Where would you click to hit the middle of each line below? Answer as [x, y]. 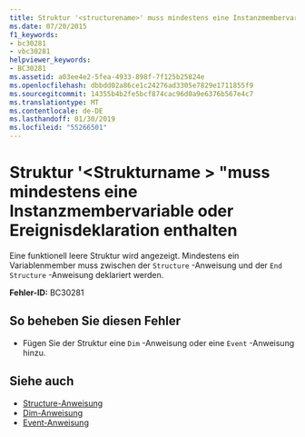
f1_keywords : [34, 35]
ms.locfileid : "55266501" [58, 128]
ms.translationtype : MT [54, 102]
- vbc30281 [30, 52]
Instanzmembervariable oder [122, 211]
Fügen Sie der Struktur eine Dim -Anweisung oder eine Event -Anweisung [158, 343]
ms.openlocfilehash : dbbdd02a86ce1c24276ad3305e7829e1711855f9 [132, 85]
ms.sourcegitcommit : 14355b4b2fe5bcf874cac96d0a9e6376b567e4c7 [132, 94]
